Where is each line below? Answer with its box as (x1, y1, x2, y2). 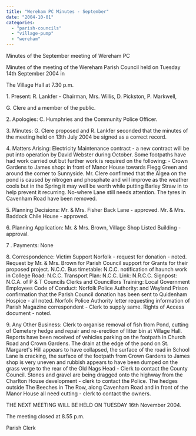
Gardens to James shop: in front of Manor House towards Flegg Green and (6, 163, 188, 171)
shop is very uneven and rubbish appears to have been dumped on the (6, 359, 178, 366)
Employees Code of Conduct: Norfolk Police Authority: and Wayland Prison (6, 284, 188, 291)
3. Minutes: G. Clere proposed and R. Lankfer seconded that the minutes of (6, 127, 188, 134)
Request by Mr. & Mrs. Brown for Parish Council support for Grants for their (6, 260, 188, 266)
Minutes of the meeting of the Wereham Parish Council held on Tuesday (6, 64, 181, 71)
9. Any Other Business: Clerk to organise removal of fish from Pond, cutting (6, 321, 189, 328)
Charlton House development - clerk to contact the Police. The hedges (6, 378, 178, 384)
